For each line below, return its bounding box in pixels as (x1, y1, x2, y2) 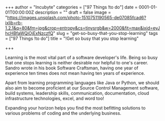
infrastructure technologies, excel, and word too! (5, 95, 105, 101)
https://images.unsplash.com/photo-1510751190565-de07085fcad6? (7, 15, 147, 20)
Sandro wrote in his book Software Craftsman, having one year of (5, 65, 138, 71)
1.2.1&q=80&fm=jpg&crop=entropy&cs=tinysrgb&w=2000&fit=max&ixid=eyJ (5, 25, 161, 31)
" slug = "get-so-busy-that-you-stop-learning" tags (53, 30, 158, 36)
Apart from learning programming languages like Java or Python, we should (5, 80, 160, 86)
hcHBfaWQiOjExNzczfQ (5, 30, 53, 36)
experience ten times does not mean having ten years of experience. (5, 70, 145, 76)
